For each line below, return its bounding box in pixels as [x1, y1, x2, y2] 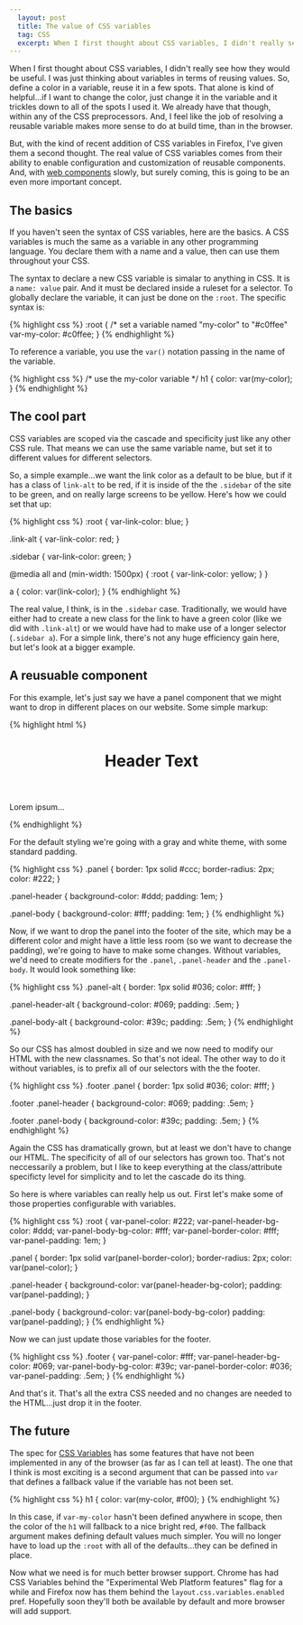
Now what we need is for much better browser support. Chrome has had [9, 1567, 280, 1578]
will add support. [9, 1605, 72, 1616]
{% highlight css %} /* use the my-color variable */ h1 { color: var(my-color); [9, 374, 293, 385]
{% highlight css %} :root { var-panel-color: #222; [9, 1215, 196, 1226]
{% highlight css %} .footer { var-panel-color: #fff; [9, 1351, 197, 1361]
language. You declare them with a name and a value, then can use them [9, 246, 280, 257]
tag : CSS [17, 30, 50, 39]
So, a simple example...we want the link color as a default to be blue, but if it [9, 469, 293, 480]
